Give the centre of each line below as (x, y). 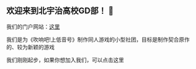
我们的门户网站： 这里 (33, 27)
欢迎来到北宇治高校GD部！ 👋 (60, 11)
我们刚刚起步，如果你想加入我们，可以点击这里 (65, 60)
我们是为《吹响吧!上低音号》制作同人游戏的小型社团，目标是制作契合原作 (98, 39)
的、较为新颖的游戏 (31, 47)
